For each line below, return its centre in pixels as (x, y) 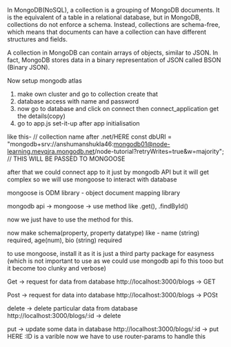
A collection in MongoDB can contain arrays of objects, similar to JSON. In (113, 52)
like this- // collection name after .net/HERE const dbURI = (90, 137)
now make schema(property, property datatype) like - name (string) (103, 233)
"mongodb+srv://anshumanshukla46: (60, 144)
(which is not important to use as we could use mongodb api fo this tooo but (115, 261)
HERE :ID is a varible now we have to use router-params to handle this (106, 336)
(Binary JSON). (29, 67)
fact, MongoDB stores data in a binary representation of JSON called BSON (114, 60)
